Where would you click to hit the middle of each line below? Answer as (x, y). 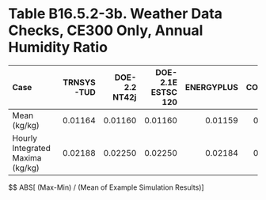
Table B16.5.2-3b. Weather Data (116, 14)
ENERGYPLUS (212, 87)
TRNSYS (80, 82)
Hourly (25, 138)
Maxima (27, 157)
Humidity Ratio (58, 47)
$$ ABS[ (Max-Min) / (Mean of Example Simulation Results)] (106, 187)
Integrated (32, 148)
